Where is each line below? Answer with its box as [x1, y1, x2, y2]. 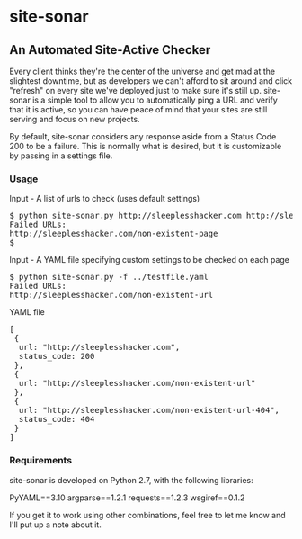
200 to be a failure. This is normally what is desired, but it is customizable [9, 141, 282, 151]
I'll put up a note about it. [9, 519, 102, 530]
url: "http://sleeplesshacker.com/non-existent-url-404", [18, 405, 280, 416]
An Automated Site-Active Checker [9, 42, 211, 58]
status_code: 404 [18, 414, 95, 425]
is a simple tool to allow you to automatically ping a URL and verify [32, 94, 279, 105]
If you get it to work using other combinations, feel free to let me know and [9, 509, 286, 520]
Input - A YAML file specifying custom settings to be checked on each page [9, 255, 290, 265]
